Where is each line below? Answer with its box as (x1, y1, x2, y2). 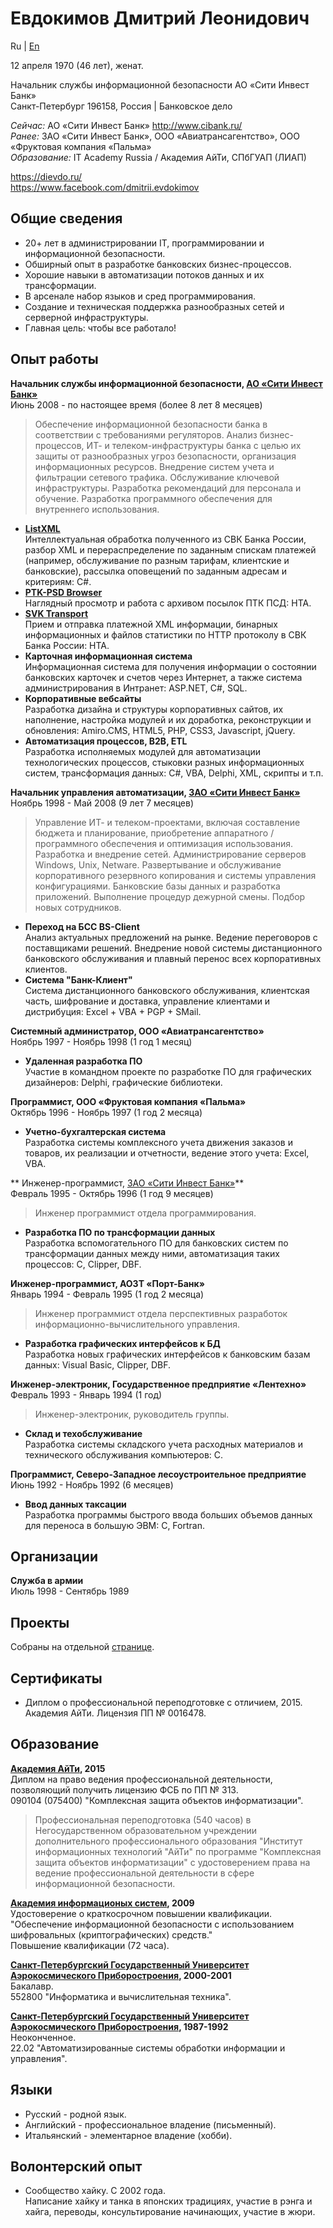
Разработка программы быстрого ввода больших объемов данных (24, 1508, 313, 1521)
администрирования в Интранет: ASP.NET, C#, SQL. (24, 682, 248, 694)
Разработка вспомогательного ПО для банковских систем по (24, 1237, 289, 1249)
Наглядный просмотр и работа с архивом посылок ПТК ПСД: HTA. (24, 597, 312, 609)
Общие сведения (10, 210, 123, 227)
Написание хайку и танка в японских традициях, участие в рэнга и (24, 2195, 313, 2207)
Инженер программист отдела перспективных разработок (34, 1307, 288, 1319)
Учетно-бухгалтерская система (24, 1125, 167, 1137)
